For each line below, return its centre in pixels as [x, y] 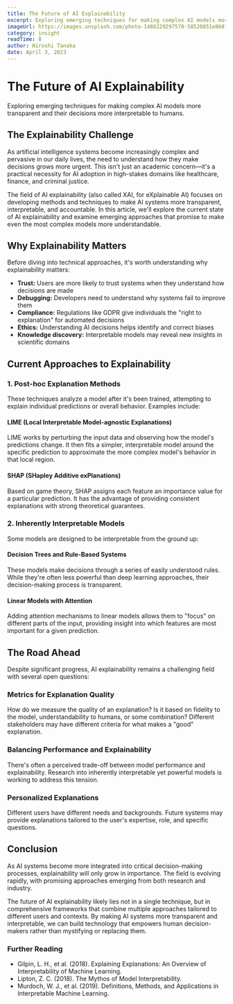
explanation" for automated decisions [71, 320]
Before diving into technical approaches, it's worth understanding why [107, 262]
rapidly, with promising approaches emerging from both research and [106, 881]
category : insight [34, 33]
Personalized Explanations [53, 797]
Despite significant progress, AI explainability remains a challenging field [111, 669]
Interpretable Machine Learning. [63, 994]
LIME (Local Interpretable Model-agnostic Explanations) [89, 422]
